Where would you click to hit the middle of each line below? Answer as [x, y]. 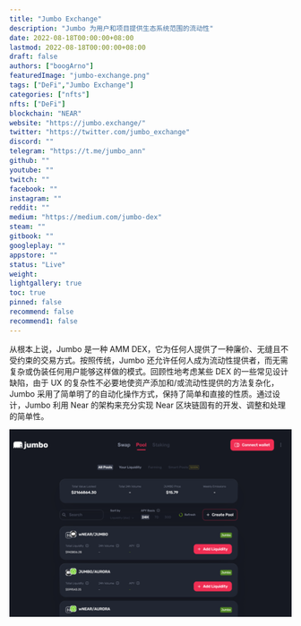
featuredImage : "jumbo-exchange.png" [80, 76]
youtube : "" [31, 170]
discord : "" [31, 142]
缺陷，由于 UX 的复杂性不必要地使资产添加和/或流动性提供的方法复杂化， [144, 382]
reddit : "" [30, 208]
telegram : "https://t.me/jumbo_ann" [77, 151]
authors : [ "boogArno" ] [52, 66]
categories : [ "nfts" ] [50, 94]
